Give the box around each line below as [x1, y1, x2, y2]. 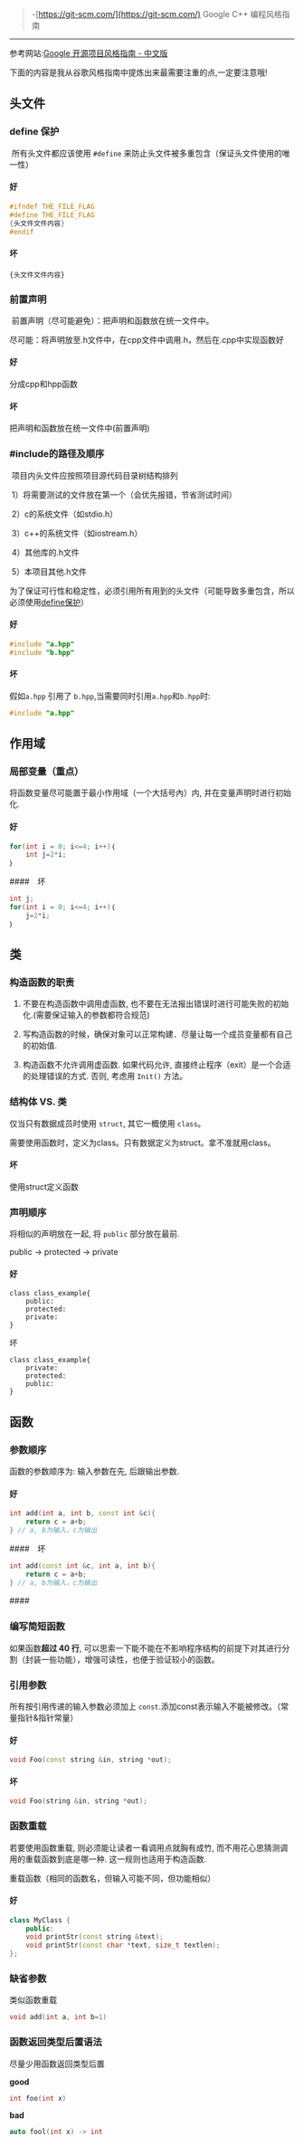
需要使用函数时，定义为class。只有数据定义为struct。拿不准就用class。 [9, 1137, 276, 1148]
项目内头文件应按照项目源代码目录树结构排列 [11, 470, 178, 480]
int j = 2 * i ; [25, 850, 67, 859]
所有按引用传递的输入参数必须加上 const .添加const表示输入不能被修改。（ [9, 1701, 281, 1712]
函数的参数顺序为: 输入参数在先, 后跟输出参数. [9, 1466, 179, 1477]
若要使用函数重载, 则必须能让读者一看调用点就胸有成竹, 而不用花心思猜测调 [9, 1842, 288, 1853]
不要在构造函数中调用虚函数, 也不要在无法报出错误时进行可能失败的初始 [22, 999, 290, 1010]
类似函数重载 [9, 1995, 57, 2006]
